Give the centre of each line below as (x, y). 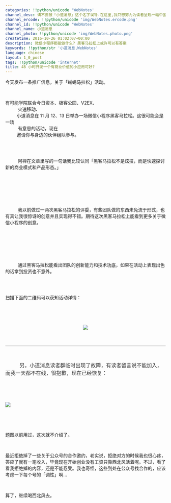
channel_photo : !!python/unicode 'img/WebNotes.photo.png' (69, 34)
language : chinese (25, 53)
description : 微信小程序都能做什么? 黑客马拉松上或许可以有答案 (66, 43)
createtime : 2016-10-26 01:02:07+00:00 (48, 39)
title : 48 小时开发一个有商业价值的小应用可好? (50, 67)
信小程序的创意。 (23, 223)
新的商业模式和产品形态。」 (33, 167)
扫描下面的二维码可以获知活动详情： (43, 298)
